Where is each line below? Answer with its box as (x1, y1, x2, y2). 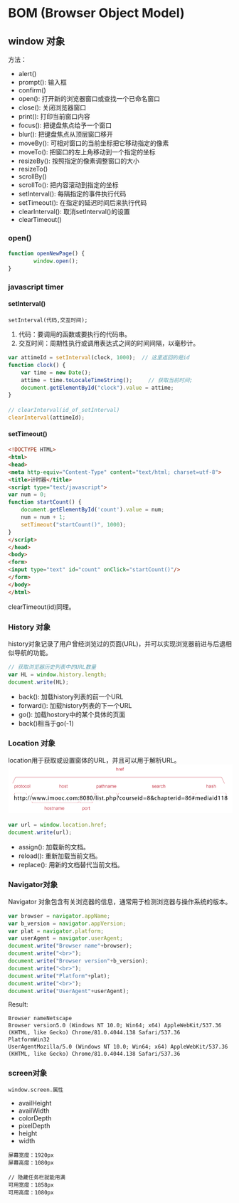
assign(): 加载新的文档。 (18, 842, 90, 851)
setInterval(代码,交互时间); (8, 317, 88, 324)
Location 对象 (8, 738, 55, 748)
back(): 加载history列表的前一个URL (18, 692, 124, 701)
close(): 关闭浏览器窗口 (18, 103, 87, 112)
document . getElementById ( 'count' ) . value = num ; (21, 507, 164, 514)
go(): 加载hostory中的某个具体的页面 (18, 710, 126, 719)
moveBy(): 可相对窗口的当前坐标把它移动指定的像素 (18, 139, 169, 147)
